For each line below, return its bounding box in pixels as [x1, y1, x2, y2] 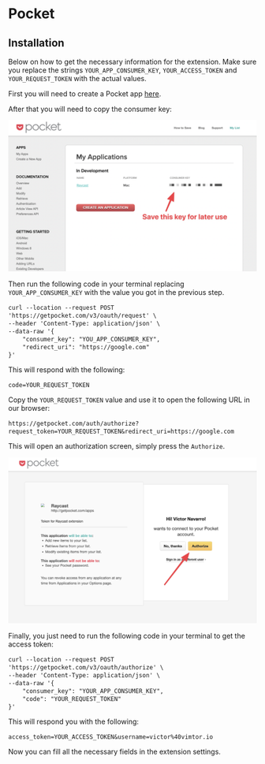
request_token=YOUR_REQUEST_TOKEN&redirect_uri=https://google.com [8, 427, 235, 436]
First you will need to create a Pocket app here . [8, 89, 162, 99]
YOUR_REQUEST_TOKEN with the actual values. [8, 74, 147, 83]
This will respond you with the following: [8, 717, 140, 726]
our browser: [8, 404, 50, 413]
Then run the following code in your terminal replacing [8, 279, 185, 289]
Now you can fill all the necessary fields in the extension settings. [8, 747, 221, 757]
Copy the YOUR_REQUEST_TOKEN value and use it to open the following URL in [8, 395, 250, 404]
